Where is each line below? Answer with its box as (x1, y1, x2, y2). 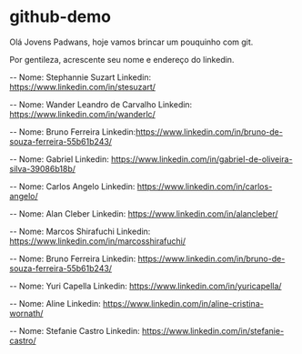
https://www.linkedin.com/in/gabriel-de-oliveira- (110, 153, 293, 165)
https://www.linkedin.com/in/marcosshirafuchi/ (9, 235, 186, 247)
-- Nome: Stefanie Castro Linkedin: (9, 325, 141, 336)
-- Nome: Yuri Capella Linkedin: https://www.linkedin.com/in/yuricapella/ (9, 280, 282, 291)
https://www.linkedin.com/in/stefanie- (142, 325, 285, 336)
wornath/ (9, 308, 44, 319)
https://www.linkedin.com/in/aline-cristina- (103, 298, 264, 308)
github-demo (9, 6, 112, 27)
